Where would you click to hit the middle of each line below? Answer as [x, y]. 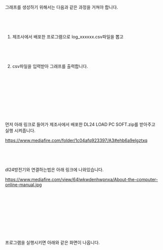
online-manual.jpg [23, 185]
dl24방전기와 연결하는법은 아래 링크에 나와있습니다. [54, 170]
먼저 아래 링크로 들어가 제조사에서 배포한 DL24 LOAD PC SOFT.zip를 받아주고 [80, 124]
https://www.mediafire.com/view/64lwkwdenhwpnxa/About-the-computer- [81, 179]
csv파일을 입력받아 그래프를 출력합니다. [50, 66]
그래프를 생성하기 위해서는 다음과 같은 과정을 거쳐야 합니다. [62, 7]
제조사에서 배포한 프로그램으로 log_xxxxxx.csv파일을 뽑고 [68, 37]
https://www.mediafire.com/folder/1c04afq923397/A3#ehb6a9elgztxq [76, 140]
